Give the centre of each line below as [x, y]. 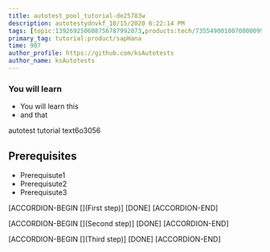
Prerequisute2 [43, 184]
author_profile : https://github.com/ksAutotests [91, 53]
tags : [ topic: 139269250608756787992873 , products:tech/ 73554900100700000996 [138, 31]
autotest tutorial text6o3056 [55, 130]
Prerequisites [43, 156]
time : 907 [25, 46]
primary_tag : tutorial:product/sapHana [75, 38]
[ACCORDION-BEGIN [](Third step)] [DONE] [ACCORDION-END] [115, 239]
